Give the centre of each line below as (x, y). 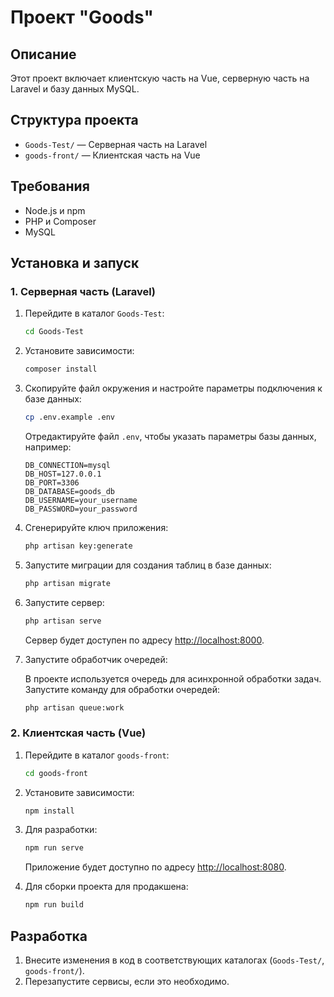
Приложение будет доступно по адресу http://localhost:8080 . (155, 867)
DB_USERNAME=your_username (81, 500)
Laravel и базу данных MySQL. (75, 89)
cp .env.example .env (69, 417)
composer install (61, 369)
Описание (43, 54)
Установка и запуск (75, 263)
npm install (49, 811)
